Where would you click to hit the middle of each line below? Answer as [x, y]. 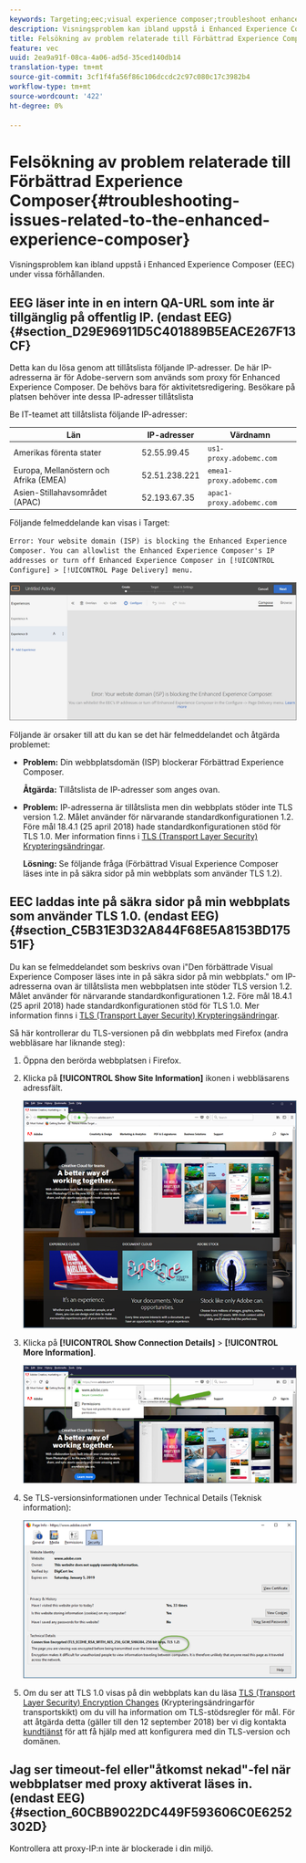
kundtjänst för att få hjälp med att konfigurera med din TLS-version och [156, 1731]
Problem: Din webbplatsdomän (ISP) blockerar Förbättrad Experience [153, 762]
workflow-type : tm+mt [51, 87]
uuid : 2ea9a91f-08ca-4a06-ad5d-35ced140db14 [95, 58]
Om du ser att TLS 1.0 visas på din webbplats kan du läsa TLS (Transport [159, 1692]
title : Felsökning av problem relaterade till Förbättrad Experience [144, 38]
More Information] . [59, 1352]
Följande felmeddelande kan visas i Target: [90, 522]
